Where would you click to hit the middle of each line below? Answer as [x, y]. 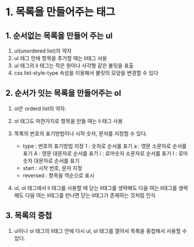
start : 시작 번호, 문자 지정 [53, 168]
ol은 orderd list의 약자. [40, 108]
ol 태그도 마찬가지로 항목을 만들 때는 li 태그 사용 [68, 121]
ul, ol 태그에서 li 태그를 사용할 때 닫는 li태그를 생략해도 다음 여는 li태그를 [96, 188]
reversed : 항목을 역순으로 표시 [58, 175]
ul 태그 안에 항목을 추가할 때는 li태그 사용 [60, 58]
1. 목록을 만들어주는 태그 [61, 12]
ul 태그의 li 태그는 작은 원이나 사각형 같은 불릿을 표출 [74, 66]
